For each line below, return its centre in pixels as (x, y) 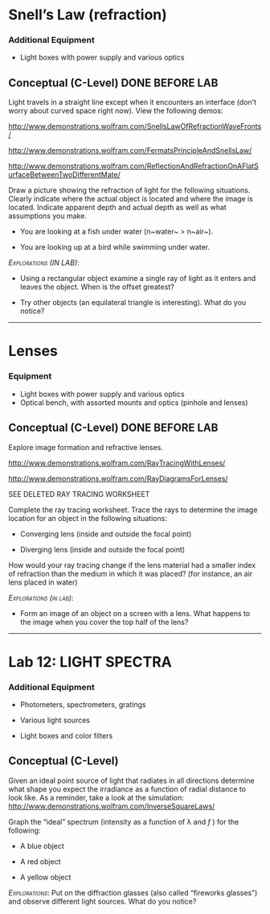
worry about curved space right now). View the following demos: (116, 111)
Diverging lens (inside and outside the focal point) (102, 549)
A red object (41, 861)
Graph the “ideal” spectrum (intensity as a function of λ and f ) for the (124, 821)
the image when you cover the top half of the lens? (104, 622)
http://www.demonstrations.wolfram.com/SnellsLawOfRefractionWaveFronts (135, 126)
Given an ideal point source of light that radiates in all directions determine (131, 780)
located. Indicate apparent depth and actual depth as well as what (117, 208)
